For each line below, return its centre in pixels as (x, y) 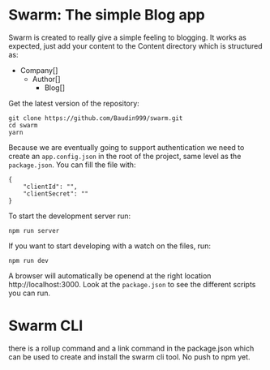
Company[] (39, 70)
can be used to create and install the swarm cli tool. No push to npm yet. (129, 357)
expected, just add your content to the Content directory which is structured (135, 45)
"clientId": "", (51, 187)
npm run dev (28, 260)
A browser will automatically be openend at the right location (110, 275)
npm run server (34, 230)
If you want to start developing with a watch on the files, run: (109, 246)
